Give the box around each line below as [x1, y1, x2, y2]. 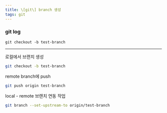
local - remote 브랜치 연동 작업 [5, 93, 66, 99]
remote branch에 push [5, 73, 51, 79]
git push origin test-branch [5, 83, 66, 88]
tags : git [5, 12, 26, 17]
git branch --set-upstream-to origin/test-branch [5, 103, 110, 108]
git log [5, 28, 21, 35]
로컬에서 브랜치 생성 [5, 53, 44, 60]
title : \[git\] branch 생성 [5, 7, 61, 12]
